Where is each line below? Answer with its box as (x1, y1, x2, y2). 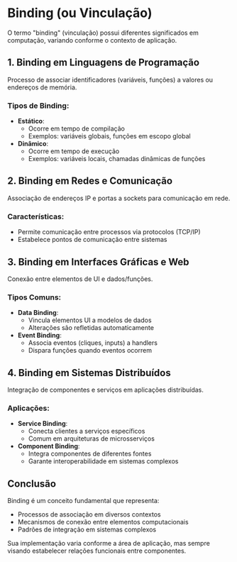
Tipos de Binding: (7, 101, 70, 111)
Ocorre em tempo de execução (28, 147, 120, 155)
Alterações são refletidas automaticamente (28, 324, 155, 332)
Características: (7, 211, 65, 221)
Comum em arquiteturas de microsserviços (28, 434, 155, 443)
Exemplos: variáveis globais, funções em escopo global (28, 132, 191, 140)
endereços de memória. (7, 83, 77, 92)
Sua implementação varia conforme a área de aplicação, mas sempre (7, 539, 211, 548)
